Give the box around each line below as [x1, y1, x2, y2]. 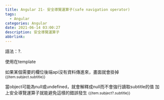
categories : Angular [5, 20, 48, 26]
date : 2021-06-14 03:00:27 [5, 25, 61, 30]
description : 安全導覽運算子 [5, 30, 60, 35]
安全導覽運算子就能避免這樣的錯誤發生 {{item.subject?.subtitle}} [9, 90, 131, 96]
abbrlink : [5, 35, 26, 40]
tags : [5, 12, 16, 17]
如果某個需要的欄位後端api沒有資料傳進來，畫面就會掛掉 [5, 69, 119, 75]
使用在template [5, 59, 36, 64]
